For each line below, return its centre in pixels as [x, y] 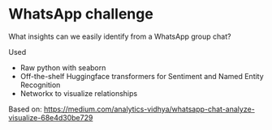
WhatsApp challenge [81, 14]
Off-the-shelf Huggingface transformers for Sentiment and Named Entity [142, 76]
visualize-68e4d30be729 [51, 117]
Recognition [40, 85]
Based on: [25, 109]
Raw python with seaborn [63, 67]
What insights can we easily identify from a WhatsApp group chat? [120, 36]
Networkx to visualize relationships [79, 93]
